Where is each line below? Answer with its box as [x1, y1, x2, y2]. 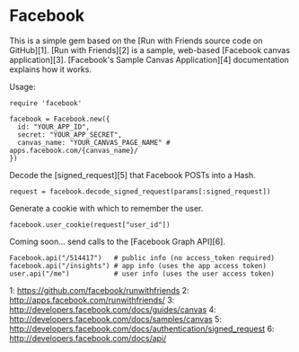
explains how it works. [9, 64, 92, 75]
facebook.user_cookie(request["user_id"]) [9, 220, 171, 230]
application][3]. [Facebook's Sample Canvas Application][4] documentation [9, 54, 289, 65]
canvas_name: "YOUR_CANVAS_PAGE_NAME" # [17, 138, 171, 147]
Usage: [9, 81, 36, 92]
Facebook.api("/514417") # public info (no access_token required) [9, 253, 276, 262]
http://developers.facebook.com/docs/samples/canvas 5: [9, 313, 223, 324]
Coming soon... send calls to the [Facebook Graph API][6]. [9, 236, 226, 247]
